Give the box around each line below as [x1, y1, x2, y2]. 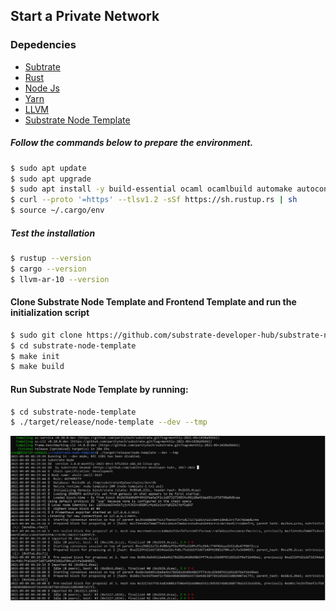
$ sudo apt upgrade [10, 174, 92, 184]
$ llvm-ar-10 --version [10, 274, 110, 284]
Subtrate [24, 60, 61, 73]
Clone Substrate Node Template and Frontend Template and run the [10, 296, 297, 308]
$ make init [10, 351, 60, 361]
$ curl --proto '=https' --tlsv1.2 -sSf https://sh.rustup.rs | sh [10, 195, 298, 205]
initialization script [10, 307, 90, 319]
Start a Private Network [10, 8, 160, 25]
